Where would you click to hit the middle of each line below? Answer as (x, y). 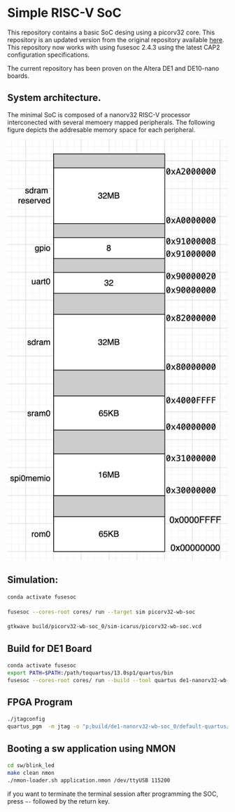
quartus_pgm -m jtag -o (43, 727)
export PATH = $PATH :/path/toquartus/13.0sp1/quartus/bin (90, 673)
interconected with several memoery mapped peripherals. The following (111, 122)
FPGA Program (40, 702)
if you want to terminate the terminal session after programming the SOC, (113, 794)
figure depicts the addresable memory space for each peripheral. (101, 129)
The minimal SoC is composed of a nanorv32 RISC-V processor (99, 114)
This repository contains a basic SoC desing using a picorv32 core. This (111, 32)
